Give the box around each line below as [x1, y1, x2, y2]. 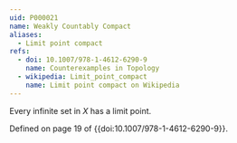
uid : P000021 [9, 13, 59, 23]
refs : [9, 47, 30, 56]
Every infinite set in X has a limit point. [9, 105, 152, 116]
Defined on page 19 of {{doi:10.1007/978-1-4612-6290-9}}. [9, 123, 229, 134]
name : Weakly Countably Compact [9, 22, 131, 31]
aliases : [9, 30, 43, 39]
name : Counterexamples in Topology [25, 64, 160, 73]
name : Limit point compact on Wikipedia [25, 81, 180, 90]
